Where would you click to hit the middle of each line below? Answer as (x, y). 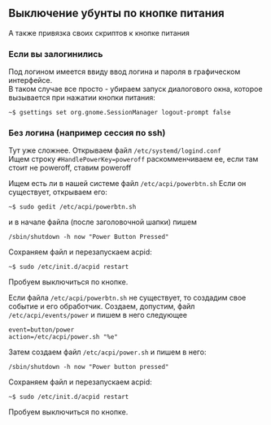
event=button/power (42, 330)
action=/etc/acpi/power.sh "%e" (63, 337)
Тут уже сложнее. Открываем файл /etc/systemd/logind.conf (115, 150)
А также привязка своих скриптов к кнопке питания (99, 33)
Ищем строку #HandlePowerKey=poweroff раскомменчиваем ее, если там (133, 159)
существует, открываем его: (58, 192)
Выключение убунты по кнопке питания (117, 13)
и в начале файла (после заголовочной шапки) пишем (103, 222)
